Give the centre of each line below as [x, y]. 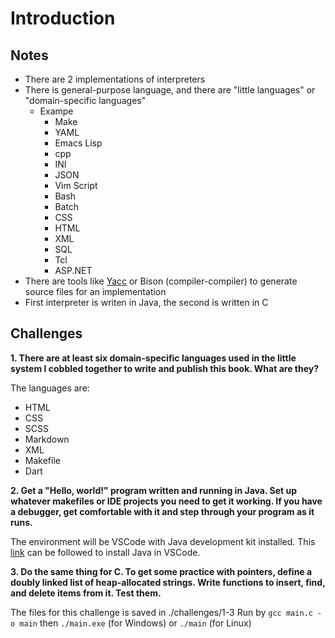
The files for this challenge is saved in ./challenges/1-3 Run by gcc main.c [161, 612]
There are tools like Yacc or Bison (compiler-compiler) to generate [161, 281]
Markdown [47, 439]
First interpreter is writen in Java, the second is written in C [146, 302]
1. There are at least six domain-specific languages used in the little [153, 358]
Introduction [63, 18]
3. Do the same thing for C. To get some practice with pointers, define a [161, 571]
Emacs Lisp [78, 143]
